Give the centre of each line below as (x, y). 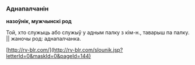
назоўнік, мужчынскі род (39, 21)
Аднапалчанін (27, 9)
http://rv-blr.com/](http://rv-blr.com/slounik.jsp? (65, 50)
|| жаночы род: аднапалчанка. (44, 39)
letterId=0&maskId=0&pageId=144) (49, 56)
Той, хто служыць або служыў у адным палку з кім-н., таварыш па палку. (98, 32)
